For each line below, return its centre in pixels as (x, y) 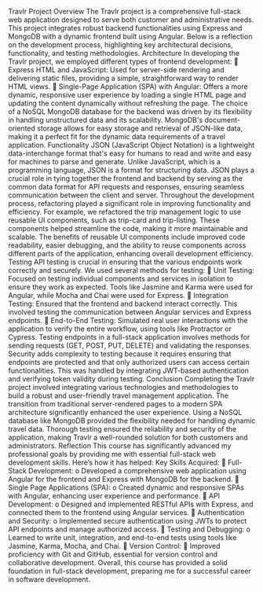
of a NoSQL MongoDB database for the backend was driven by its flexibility (130, 112)
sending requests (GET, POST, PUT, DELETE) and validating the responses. (130, 346)
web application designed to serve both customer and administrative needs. (131, 20)
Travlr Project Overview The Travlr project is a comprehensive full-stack (125, 11)
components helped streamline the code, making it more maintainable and (128, 228)
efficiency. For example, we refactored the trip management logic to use (125, 212)
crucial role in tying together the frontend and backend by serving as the (126, 178)
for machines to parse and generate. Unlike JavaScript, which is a (115, 162)
